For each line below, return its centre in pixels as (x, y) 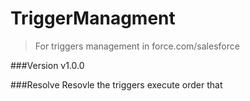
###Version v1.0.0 (47, 65)
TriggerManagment (93, 18)
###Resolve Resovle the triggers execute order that (116, 84)
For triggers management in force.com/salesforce (137, 46)
